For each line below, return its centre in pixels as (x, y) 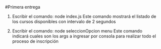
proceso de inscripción (35, 41)
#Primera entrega (23, 7)
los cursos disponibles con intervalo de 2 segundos (64, 22)
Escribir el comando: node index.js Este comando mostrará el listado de (84, 16)
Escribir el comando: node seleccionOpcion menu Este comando (77, 31)
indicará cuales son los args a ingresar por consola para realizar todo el (84, 36)
